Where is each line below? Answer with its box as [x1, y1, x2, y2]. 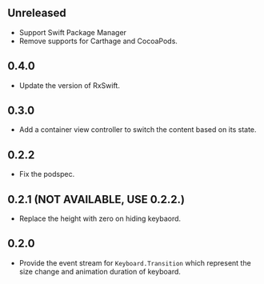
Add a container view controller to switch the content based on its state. [18, 125, 257, 134]
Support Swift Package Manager [18, 27, 127, 37]
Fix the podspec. [18, 170, 75, 179]
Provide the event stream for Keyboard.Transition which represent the [18, 258, 251, 267]
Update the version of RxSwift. [18, 80, 121, 90]
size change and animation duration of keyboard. [18, 266, 182, 276]
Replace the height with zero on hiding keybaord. [18, 214, 182, 223]
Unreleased [7, 6, 67, 20]
